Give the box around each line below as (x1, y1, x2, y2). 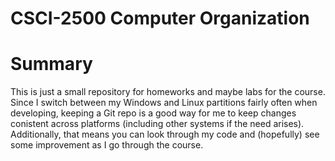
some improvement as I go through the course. (10, 139, 204, 151)
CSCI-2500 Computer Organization (10, 7, 310, 30)
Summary (10, 53, 93, 76)
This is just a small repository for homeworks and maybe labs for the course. (10, 86, 326, 98)
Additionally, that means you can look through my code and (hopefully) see (10, 128, 320, 141)
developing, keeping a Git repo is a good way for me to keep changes (10, 107, 297, 119)
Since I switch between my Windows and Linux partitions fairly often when (10, 97, 318, 109)
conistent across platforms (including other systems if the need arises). (10, 118, 305, 130)
